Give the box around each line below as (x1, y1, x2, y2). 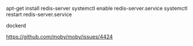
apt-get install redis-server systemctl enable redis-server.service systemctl (6, 5, 188, 11)
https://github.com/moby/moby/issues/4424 (6, 33, 113, 40)
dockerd (6, 22, 26, 29)
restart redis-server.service (6, 11, 72, 18)
